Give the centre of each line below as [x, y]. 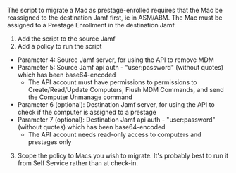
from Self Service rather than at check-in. [78, 163]
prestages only [50, 142]
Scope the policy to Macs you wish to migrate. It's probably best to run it [123, 155]
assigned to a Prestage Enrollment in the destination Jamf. [92, 25]
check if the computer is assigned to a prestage [87, 112]
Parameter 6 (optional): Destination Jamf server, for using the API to [116, 104]
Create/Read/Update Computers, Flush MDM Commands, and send [126, 90]
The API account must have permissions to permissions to [112, 82]
